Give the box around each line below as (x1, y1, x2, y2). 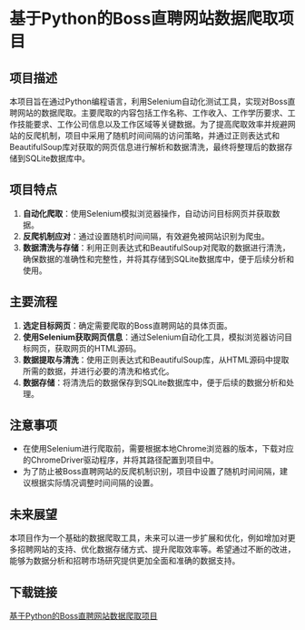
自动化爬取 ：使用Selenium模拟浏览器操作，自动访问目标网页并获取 (22, 208, 272, 218)
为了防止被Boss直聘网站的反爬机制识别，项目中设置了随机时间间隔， (22, 466, 280, 477)
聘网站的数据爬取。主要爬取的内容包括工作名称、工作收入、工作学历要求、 (9, 107, 288, 118)
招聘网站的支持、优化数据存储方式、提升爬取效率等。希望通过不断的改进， (16, 544, 296, 555)
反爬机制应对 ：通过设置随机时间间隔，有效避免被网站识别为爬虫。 (22, 230, 270, 241)
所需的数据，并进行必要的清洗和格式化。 (22, 365, 174, 376)
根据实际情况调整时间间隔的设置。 (30, 477, 159, 488)
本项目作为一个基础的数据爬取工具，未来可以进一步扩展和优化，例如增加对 (9, 533, 288, 544)
